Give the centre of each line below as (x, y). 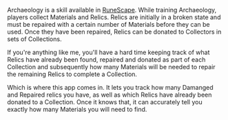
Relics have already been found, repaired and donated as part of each (106, 60)
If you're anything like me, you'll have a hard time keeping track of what (108, 52)
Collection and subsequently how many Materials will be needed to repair (111, 67)
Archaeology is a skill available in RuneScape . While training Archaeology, (112, 10)
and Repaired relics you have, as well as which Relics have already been (110, 95)
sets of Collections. (34, 39)
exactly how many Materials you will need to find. (77, 109)
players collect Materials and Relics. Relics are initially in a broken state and (114, 17)
